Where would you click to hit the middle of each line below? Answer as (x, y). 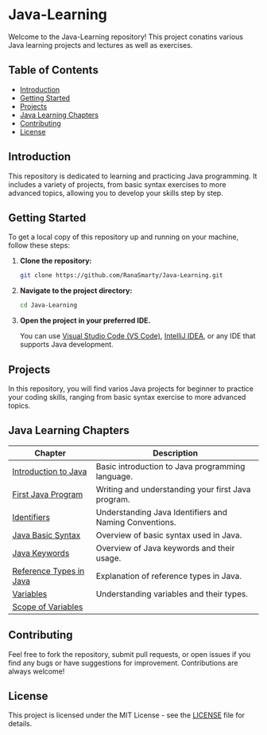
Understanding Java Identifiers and (162, 512)
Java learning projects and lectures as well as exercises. (101, 45)
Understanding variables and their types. (172, 593)
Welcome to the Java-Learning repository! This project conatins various (126, 37)
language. (114, 476)
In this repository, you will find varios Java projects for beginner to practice (131, 389)
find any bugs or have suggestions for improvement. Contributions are (123, 663)
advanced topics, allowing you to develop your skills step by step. (116, 193)
